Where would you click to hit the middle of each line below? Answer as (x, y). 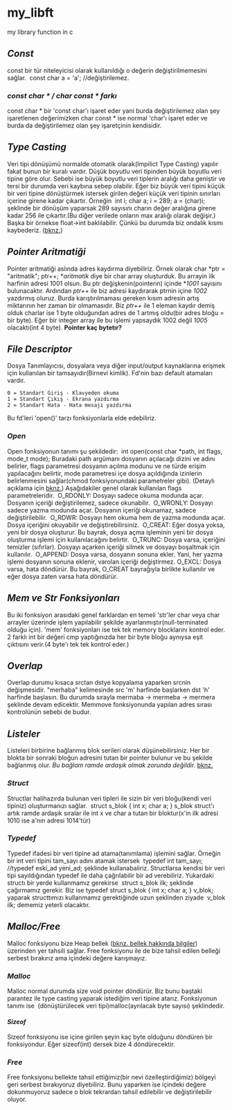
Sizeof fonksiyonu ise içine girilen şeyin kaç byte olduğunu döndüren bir (110, 1037)
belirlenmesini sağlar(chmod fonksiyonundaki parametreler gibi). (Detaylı (111, 481)
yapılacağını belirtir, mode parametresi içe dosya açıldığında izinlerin (105, 473)
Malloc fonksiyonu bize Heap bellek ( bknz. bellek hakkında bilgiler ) (102, 943)
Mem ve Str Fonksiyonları (63, 598)
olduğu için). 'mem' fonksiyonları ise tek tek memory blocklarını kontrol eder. (116, 629)
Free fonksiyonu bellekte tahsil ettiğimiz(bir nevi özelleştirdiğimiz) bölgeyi (111, 1077)
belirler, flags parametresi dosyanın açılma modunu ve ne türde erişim (107, 466)
